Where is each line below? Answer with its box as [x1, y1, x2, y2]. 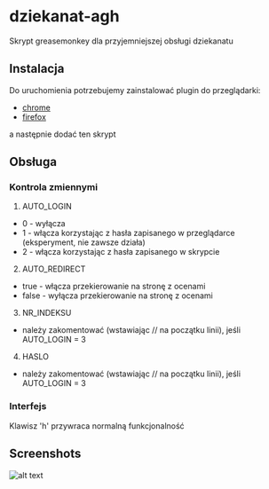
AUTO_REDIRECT [21, 264, 86, 274]
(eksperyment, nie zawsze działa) [21, 237, 146, 248]
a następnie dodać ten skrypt [9, 129, 116, 139]
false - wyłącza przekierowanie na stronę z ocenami [21, 290, 213, 301]
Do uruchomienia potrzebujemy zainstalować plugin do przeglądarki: [9, 84, 261, 95]
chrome [21, 102, 51, 113]
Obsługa [9, 154, 58, 170]
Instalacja [9, 61, 65, 76]
